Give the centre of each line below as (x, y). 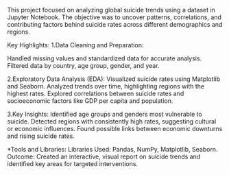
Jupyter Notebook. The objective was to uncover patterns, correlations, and (114, 17)
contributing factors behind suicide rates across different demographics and (115, 24)
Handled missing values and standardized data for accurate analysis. (105, 58)
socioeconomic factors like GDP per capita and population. (90, 101)
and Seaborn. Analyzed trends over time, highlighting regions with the (106, 86)
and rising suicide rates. (41, 136)
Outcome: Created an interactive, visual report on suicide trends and (104, 156)
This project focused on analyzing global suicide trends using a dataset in (111, 10)
